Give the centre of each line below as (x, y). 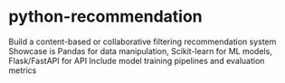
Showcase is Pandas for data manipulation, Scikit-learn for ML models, (140, 51)
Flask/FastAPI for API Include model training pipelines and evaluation (137, 60)
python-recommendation (105, 17)
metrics (23, 70)
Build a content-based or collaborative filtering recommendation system (142, 41)
